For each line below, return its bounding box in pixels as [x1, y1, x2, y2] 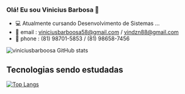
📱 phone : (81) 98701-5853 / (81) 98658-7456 [15, 35, 130, 42]
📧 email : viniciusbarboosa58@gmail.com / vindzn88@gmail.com [15, 29, 179, 36]
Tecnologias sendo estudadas [6, 64, 123, 75]
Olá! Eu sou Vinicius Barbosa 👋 [6, 5, 100, 14]
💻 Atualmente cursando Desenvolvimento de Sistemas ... [15, 20, 160, 27]
